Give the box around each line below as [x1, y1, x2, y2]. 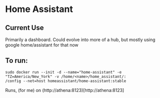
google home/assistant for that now [5, 42, 78, 48]
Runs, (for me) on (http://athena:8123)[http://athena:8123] [5, 87, 124, 93]
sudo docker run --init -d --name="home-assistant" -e [5, 69, 122, 74]
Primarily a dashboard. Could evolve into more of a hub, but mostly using [5, 36, 156, 42]
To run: [5, 56, 28, 65]
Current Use [5, 23, 44, 32]
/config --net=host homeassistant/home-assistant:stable [5, 78, 126, 83]
